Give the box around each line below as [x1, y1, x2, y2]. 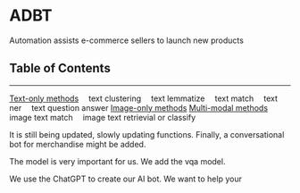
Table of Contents [9, 61, 112, 76]
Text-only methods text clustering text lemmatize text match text [9, 93, 279, 104]
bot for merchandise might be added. [9, 138, 146, 149]
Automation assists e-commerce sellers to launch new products [9, 35, 244, 46]
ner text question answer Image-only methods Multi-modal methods [9, 102, 269, 113]
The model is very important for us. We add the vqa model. [9, 155, 226, 166]
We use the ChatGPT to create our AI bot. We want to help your [9, 173, 243, 184]
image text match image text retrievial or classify [9, 112, 196, 122]
